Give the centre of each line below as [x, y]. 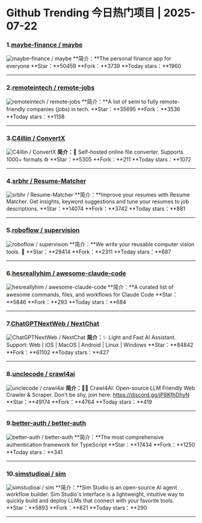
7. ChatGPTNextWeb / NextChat [53, 324]
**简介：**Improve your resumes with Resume [133, 195]
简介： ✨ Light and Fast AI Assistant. [131, 337]
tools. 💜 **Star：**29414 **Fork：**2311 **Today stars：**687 [89, 252]
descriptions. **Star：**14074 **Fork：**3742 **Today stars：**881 [96, 209]
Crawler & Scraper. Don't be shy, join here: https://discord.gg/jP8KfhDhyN [98, 395]
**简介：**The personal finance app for [122, 59]
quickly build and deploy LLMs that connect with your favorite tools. [90, 501]
